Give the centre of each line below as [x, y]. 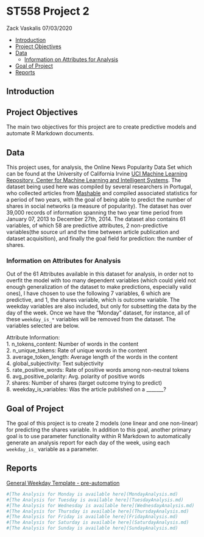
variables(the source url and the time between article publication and [93, 232]
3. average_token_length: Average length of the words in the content [92, 357]
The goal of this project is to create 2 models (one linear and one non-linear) [102, 423]
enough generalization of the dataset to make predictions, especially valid [99, 287]
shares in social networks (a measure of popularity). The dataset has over [99, 206]
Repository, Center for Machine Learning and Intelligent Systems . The [94, 180]
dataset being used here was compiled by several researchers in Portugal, [100, 187]
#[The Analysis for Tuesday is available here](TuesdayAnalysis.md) [95, 500]
